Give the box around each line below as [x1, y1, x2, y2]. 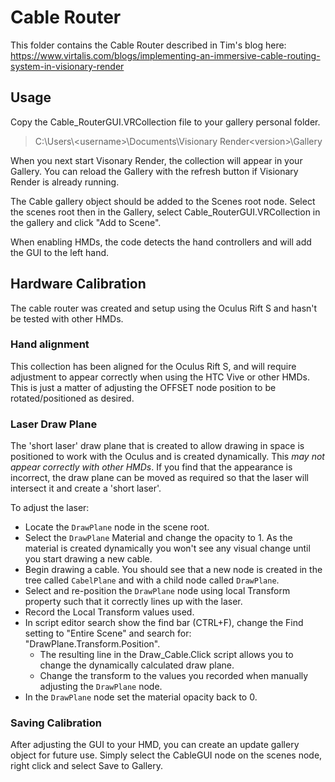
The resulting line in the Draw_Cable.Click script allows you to [39, 649, 294, 661]
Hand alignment [10, 337, 90, 351]
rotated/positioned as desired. [10, 392, 135, 404]
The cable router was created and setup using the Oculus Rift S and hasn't [10, 302, 318, 314]
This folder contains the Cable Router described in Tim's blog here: [10, 39, 287, 51]
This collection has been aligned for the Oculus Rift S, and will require [10, 360, 297, 372]
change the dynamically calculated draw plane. [39, 659, 235, 671]
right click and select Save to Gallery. [10, 760, 163, 772]
